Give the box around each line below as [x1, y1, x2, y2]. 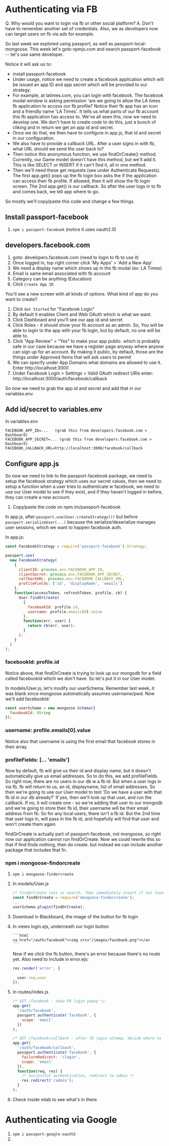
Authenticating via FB [5, 4, 98, 15]
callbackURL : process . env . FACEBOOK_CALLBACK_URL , [18, 577, 125, 582]
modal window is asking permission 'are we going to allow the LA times [12, 97, 160, 104]
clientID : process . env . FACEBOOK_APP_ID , [18, 567, 105, 572]
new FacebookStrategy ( [10, 557, 57, 562]
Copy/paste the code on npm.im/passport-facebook [12, 504, 121, 510]
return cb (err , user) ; [27, 623, 75, 628]
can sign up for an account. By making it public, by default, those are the [12, 348, 163, 354]
